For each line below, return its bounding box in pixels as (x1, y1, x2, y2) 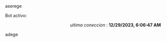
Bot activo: (5, 13, 27, 18)
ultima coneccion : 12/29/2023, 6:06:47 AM (70, 22, 161, 28)
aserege (5, 3, 22, 9)
